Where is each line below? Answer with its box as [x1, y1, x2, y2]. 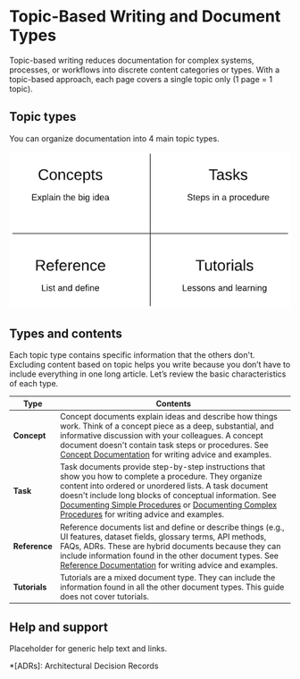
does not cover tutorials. [59, 590, 150, 601]
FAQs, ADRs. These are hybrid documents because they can [59, 540, 281, 551]
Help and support [9, 619, 109, 634]
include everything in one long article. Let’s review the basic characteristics [9, 369, 287, 379]
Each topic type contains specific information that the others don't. [9, 350, 256, 361]
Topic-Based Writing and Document [9, 6, 281, 27]
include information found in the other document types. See [59, 550, 279, 561]
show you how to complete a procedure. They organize [59, 471, 262, 482]
